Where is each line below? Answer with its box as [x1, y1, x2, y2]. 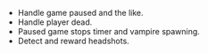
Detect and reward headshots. [17, 35, 129, 46]
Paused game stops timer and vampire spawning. [17, 26, 201, 36]
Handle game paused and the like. [17, 8, 145, 18]
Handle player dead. [17, 17, 93, 27]
